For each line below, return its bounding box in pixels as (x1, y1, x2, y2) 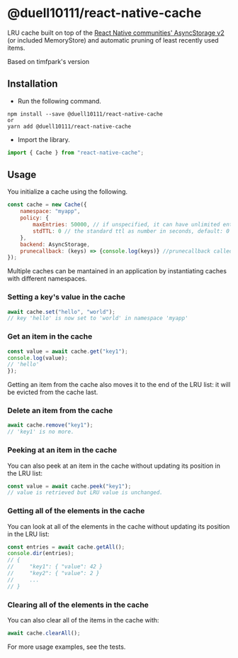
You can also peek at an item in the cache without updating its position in (7, 461, 221, 470)
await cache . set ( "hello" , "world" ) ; (7, 308, 115, 315)
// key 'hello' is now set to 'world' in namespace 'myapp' (7, 314, 189, 322)
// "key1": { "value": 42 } (7, 563, 103, 571)
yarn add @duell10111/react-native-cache (7, 123, 132, 130)
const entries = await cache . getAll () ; (7, 543, 125, 551)
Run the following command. (17, 97, 101, 105)
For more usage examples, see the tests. (7, 642, 126, 651)
